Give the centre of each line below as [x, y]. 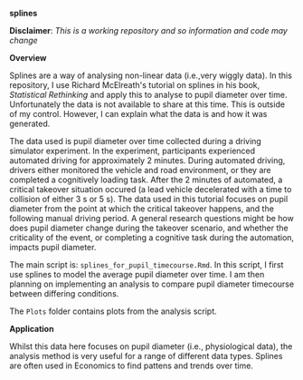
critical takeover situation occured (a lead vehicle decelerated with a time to [151, 189]
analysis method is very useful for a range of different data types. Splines [146, 356]
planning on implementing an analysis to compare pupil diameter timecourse [152, 284]
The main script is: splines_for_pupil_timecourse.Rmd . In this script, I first [147, 265]
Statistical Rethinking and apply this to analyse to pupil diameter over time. [148, 95]
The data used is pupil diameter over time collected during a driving [136, 141]
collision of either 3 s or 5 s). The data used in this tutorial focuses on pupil [149, 199]
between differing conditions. [64, 293]
